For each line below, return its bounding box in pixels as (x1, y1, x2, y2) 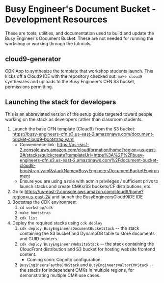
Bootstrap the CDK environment (12, 199, 77, 205)
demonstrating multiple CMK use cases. (19, 272, 101, 278)
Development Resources (5, 14, 108, 25)
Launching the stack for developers (5, 98, 116, 106)
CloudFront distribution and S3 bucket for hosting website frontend (19, 246, 156, 252)
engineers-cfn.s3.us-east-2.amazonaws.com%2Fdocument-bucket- (19, 157, 159, 163)
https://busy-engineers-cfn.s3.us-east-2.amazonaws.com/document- (12, 131, 154, 137)
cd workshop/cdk (19, 205, 53, 210)
